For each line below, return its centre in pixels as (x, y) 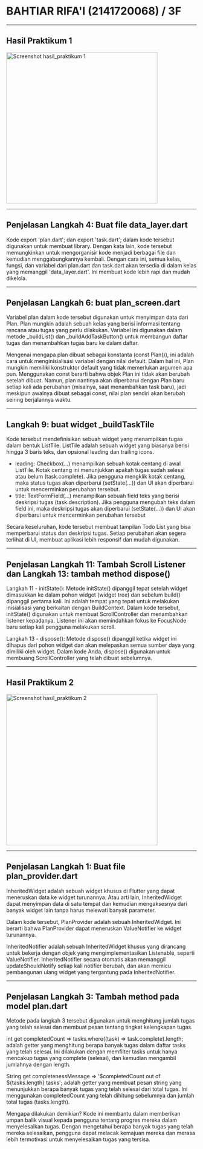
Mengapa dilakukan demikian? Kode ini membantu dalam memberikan (93, 1114)
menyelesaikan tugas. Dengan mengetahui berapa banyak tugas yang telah (100, 1127)
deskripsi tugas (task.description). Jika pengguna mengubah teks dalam (105, 502)
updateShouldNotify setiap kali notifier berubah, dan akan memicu (89, 966)
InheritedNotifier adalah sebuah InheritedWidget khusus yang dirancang (96, 946)
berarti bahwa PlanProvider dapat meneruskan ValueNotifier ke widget (94, 928)
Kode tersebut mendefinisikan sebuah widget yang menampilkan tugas (95, 439)
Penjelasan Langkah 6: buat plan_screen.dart (93, 303)
